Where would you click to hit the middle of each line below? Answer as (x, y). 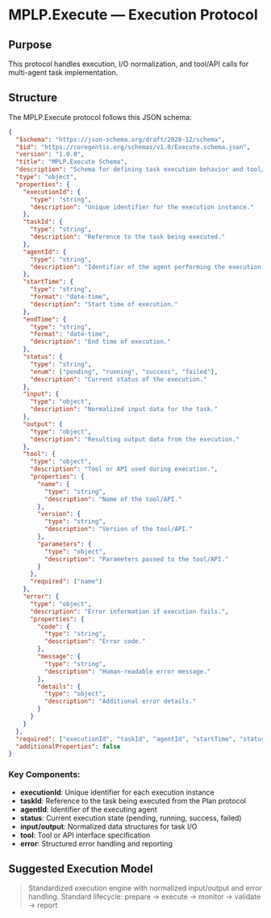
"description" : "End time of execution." (100, 342)
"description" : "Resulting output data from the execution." (135, 439)
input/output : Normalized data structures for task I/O (108, 826)
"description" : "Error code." (95, 642)
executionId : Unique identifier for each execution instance (117, 792)
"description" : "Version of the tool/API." (119, 530)
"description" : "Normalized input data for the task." (124, 409)
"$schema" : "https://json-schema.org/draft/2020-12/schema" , (121, 139)
